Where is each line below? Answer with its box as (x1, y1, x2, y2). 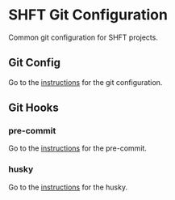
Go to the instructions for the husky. (8, 182, 127, 192)
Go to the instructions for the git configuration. (8, 77, 163, 87)
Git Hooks (8, 101, 59, 115)
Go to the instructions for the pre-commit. (8, 143, 148, 153)
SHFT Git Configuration (8, 6, 168, 24)
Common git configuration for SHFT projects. (8, 32, 159, 42)
